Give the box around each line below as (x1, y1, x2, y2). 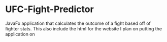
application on (5, 31, 36, 37)
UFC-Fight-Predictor (5, 4, 94, 15)
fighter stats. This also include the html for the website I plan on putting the (5, 25, 162, 31)
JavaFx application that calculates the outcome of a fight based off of (5, 20, 151, 26)
